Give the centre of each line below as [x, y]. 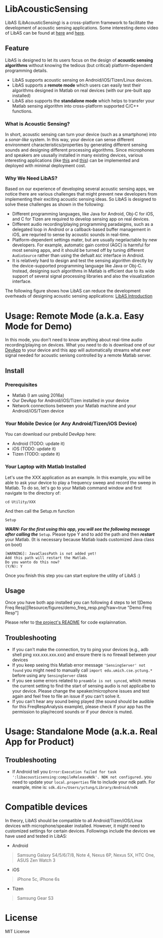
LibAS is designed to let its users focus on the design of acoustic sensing [79, 60]
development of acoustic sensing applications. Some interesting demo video [82, 27]
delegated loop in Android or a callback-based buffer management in [81, 229]
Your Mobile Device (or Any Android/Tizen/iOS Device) [71, 423]
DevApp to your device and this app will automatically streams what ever [78, 350]
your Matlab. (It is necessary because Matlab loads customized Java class [80, 539]
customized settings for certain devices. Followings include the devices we [80, 831]
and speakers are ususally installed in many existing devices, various [74, 155]
